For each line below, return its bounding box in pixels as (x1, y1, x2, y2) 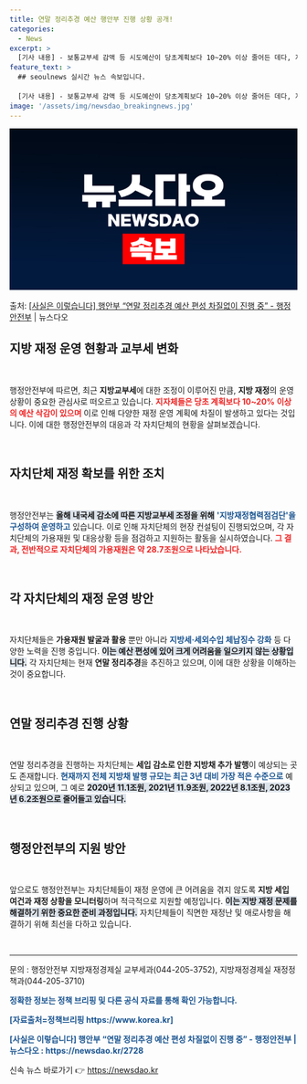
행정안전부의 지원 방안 (9, 840, 126, 856)
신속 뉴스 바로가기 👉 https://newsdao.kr (9, 1065, 159, 1076)
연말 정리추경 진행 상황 (9, 715, 130, 731)
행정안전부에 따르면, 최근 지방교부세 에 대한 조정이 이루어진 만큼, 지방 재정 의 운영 (9, 384, 294, 395)
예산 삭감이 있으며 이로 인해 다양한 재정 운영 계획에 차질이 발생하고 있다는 (18, 407, 279, 418)
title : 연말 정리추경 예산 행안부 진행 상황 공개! (9, 15, 174, 24)
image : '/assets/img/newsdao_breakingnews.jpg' (9, 101, 195, 111)
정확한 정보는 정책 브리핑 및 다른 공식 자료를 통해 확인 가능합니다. (9, 995, 238, 1006)
